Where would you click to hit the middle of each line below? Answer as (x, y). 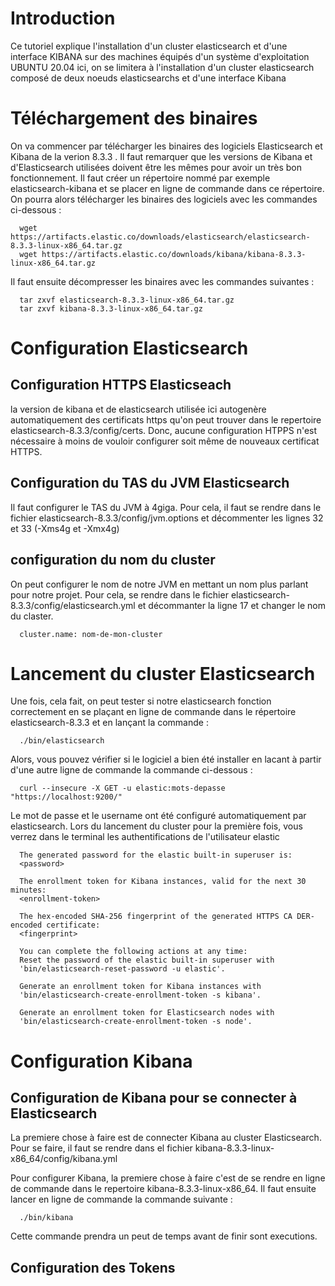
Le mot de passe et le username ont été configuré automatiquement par (158, 816)
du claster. (32, 616)
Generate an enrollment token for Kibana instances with (140, 987)
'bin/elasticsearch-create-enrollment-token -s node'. (136, 1022)
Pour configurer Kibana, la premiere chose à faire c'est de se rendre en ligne (168, 1178)
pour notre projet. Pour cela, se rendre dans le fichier (119, 594)
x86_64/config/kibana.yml (64, 1159)
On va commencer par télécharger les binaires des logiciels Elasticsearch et (166, 146)
